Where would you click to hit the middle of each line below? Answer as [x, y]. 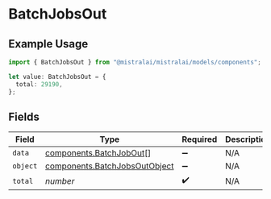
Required [199, 139]
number [60, 180]
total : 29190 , [39, 84]
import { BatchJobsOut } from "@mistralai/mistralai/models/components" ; [135, 62]
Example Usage [48, 44]
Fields [24, 116]
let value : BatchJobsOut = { [57, 77]
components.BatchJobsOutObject [110, 166]
